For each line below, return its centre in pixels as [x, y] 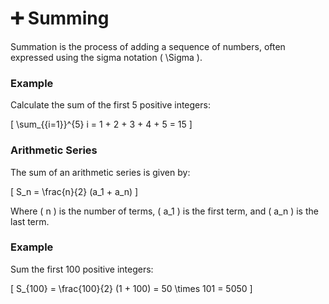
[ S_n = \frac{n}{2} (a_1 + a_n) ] [74, 191]
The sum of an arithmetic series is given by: [100, 172]
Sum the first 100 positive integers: [82, 269]
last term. [30, 221]
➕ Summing [60, 18]
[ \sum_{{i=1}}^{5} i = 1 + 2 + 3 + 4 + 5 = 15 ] [101, 124]
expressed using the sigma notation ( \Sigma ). [106, 57]
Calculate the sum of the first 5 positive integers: [110, 105]
